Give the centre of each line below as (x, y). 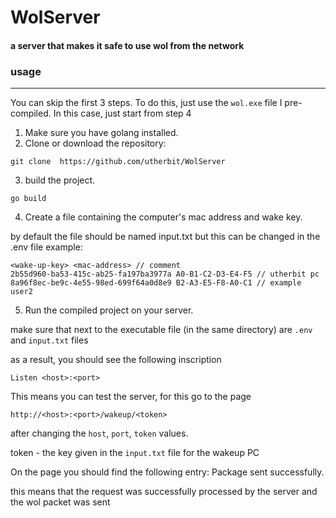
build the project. (60, 180)
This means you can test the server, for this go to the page (131, 397)
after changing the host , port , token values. (99, 433)
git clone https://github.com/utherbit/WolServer (118, 162)
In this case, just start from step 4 (122, 113)
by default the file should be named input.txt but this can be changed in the (165, 237)
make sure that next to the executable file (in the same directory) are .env (161, 330)
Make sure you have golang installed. (101, 133)
